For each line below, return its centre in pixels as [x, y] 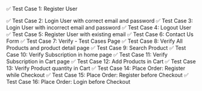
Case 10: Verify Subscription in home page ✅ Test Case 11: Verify [87, 55]
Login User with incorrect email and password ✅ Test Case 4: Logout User [99, 27]
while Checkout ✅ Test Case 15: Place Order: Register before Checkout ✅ [97, 75]
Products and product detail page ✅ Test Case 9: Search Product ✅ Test [96, 48]
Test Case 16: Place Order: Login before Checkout [68, 82]
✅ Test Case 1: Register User [42, 9]
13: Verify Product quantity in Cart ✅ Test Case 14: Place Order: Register [96, 68]
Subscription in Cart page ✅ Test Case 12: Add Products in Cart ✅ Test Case [101, 61]
